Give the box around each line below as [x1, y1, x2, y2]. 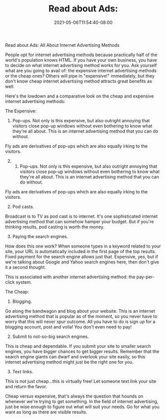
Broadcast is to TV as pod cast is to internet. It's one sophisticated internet [5, 213, 158, 219]
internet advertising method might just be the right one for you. [5, 359, 134, 365]
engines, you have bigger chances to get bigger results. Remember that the [5, 348, 160, 354]
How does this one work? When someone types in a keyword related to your [5, 243, 161, 249]
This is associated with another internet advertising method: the [5, 274, 135, 280]
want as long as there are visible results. [5, 409, 88, 415]
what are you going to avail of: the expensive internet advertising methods [5, 68, 157, 74]
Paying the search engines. [12, 233, 68, 239]
